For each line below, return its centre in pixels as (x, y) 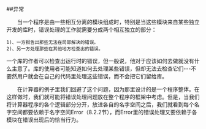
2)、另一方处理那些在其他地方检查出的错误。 (55, 49)
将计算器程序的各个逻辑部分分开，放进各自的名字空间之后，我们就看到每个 (100, 105)
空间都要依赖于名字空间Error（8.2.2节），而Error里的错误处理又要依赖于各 (104, 112)
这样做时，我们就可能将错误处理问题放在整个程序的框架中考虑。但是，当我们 (103, 97)
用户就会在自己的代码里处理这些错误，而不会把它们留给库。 (92, 76)
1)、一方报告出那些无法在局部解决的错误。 (53, 42)
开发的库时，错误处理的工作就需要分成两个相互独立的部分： (82, 30)
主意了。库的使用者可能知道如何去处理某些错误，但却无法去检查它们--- (101, 68)
